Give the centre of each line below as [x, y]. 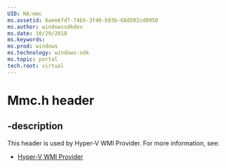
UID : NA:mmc [25, 14]
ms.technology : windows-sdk [48, 53]
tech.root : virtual [36, 66]
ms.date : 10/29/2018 [38, 33]
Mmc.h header [51, 100]
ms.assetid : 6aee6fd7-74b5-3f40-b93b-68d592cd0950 [83, 20]
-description [35, 126]
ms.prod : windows [33, 46]
